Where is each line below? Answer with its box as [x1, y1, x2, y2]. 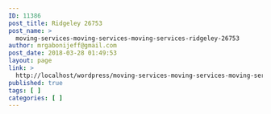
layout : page [8, 57, 52, 65]
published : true [8, 79, 63, 87]
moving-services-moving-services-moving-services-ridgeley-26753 [15, 34, 240, 43]
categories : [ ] [8, 94, 63, 102]
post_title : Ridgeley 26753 [8, 19, 103, 27]
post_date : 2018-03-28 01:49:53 [8, 49, 117, 57]
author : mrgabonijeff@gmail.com [8, 42, 117, 50]
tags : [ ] [8, 86, 42, 95]
